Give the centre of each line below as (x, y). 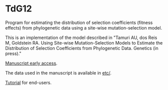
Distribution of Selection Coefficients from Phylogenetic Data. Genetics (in (82, 48)
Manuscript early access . (31, 63)
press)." (13, 53)
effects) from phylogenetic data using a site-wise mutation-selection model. (84, 27)
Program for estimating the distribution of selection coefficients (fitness (79, 22)
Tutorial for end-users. (28, 82)
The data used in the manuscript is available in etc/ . (58, 72)
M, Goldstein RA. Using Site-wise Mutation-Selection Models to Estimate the (84, 42)
